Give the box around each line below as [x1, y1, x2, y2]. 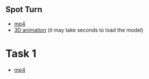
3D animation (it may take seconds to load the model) [13, 26, 144, 33]
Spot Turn [5, 5, 42, 15]
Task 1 [5, 47, 36, 60]
